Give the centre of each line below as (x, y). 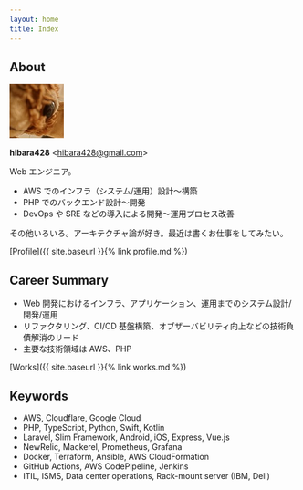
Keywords (39, 396)
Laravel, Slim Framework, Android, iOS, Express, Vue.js (126, 437)
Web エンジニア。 (43, 172)
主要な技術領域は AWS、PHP (77, 349)
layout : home (34, 19)
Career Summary (59, 280)
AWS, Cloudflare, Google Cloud (82, 417)
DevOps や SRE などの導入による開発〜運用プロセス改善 (129, 214)
